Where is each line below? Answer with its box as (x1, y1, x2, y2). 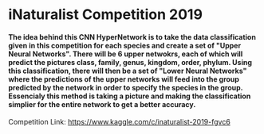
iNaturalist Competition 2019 (8, 6, 203, 24)
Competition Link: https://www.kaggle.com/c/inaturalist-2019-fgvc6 (8, 117, 231, 127)
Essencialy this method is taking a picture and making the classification (8, 91, 251, 101)
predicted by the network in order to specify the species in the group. (8, 82, 243, 92)
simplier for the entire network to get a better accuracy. (8, 99, 196, 109)
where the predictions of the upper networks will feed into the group (8, 74, 239, 84)
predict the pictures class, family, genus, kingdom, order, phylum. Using (8, 57, 253, 67)
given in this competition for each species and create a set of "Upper (8, 40, 242, 50)
